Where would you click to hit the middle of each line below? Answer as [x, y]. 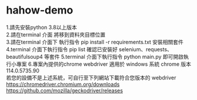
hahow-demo [40, 10]
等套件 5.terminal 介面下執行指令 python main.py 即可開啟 [114, 56]
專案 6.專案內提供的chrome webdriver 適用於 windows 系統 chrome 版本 [104, 64]
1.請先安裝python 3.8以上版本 [42, 27]
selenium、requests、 [145, 49]
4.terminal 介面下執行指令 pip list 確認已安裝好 [62, 49]
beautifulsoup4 [24, 56]
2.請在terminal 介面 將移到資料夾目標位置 [56, 34]
